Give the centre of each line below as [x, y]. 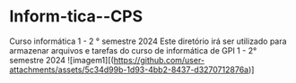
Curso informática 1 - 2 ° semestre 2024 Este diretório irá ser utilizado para [148, 41]
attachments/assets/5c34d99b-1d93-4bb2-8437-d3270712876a [129, 70]
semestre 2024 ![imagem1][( [61, 60]
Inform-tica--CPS [76, 17]
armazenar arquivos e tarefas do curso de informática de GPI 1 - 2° [133, 50]
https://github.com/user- [159, 60]
